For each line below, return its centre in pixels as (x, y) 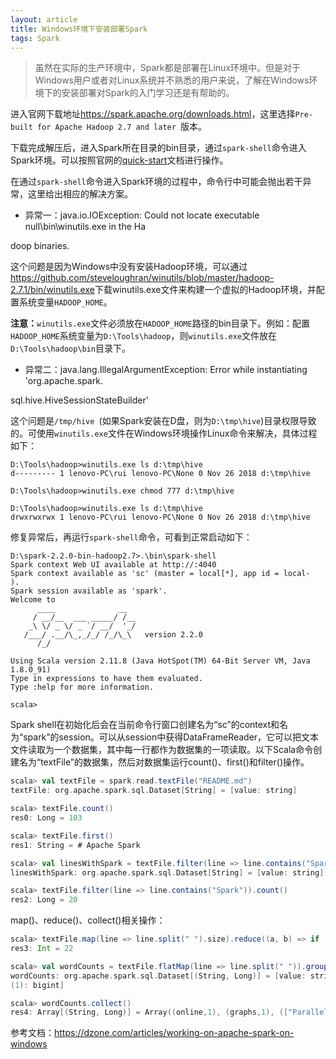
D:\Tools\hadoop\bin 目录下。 (71, 348)
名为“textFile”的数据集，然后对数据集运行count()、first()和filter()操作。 (164, 762)
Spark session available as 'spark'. (89, 591)
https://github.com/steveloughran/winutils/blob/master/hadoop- (142, 278)
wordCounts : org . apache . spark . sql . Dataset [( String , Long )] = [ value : (158, 976)
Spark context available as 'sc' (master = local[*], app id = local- (160, 574)
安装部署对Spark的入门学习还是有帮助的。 (148, 93)
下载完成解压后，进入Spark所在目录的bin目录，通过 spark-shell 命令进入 (158, 148)
